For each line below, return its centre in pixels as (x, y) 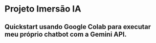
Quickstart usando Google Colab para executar (78, 27)
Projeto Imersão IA (43, 9)
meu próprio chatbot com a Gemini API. (66, 34)
